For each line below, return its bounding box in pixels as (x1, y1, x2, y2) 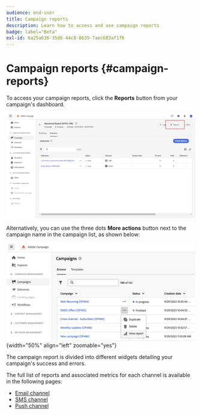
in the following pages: (6, 378, 63, 385)
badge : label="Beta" (6, 29, 58, 35)
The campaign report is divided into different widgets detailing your (6, 354, 173, 361)
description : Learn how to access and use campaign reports (6, 22, 160, 28)
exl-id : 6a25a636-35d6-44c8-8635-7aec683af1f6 (6, 35, 125, 41)
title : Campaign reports (6, 16, 68, 22)
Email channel (14, 390, 50, 397)
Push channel (14, 402, 49, 410)
